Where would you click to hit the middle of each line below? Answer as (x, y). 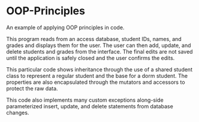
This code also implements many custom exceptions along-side (85, 100)
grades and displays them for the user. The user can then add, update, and (99, 45)
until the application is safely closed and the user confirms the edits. (91, 58)
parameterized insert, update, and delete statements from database (90, 106)
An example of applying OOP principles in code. (65, 27)
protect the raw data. (32, 88)
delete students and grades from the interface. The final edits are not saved (99, 51)
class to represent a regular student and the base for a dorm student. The (97, 76)
